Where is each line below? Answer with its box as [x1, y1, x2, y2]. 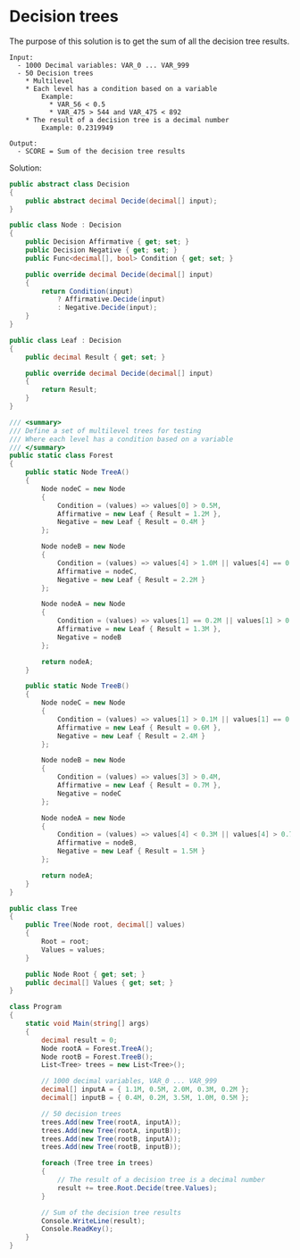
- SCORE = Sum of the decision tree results [17, 146, 186, 155]
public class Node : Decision [9, 221, 122, 229]
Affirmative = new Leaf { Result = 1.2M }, [56, 509, 221, 519]
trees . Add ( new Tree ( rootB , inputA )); [41, 1134, 181, 1144]
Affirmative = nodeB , [56, 838, 138, 847]
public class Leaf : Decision [9, 336, 122, 345]
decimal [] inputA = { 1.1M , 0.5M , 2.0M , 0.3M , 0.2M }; [41, 1085, 250, 1095]
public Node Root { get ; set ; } [25, 970, 146, 979]
